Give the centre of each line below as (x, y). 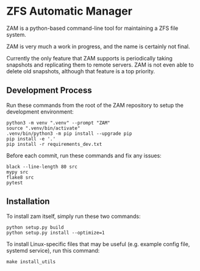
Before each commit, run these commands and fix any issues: (84, 155)
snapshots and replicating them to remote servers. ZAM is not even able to (100, 65)
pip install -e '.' (31, 139)
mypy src (17, 172)
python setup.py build (35, 227)
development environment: (40, 112)
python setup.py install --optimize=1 (55, 233)
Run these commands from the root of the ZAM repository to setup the (95, 105)
